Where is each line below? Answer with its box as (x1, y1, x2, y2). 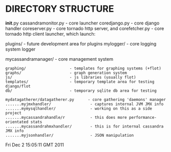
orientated (5, 119, 29, 124)
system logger (5, 46, 36, 52)
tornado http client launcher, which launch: (5, 31, 96, 37)
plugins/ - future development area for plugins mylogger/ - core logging (5, 40, 157, 46)
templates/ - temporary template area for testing (5, 79, 155, 84)
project (5, 110, 22, 115)
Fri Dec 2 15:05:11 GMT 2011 (5, 141, 64, 148)
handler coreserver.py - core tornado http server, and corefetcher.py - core (5, 25, 164, 31)
